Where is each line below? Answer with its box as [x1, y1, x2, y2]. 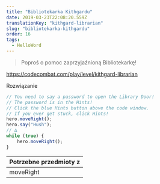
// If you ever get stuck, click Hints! [6, 111, 109, 117]
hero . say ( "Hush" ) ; [6, 121, 52, 128]
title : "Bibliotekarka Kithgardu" [6, 8, 93, 15]
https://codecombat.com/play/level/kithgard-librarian [6, 70, 138, 78]
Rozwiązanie [6, 82, 38, 89]
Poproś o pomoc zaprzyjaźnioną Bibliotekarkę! [20, 58, 137, 66]
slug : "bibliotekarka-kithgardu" [6, 25, 90, 32]
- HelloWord [11, 43, 42, 49]
